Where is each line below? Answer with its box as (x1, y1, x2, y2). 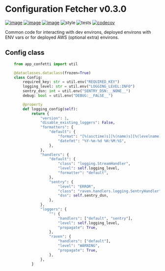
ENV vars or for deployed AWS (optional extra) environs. (5, 34, 119, 40)
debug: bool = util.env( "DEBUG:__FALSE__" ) (23, 93, 113, 98)
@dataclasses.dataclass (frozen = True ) (14, 70, 91, 75)
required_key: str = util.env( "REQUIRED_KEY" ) (23, 79, 120, 84)
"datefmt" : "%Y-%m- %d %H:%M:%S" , (57, 138, 126, 143)
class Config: (14, 75, 43, 80)
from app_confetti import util (14, 61, 78, 67)
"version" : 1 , (40, 116, 69, 121)
